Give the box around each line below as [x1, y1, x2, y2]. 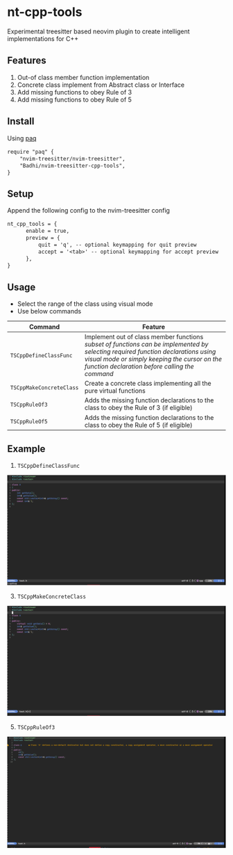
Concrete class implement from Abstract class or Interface [17, 81, 185, 89]
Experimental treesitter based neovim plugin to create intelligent [7, 27, 190, 35]
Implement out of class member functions [84, 332, 204, 341]
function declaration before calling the [84, 362, 194, 370]
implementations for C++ [7, 34, 79, 42]
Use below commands [17, 307, 82, 316]
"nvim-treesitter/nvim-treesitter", [19, 155, 126, 162]
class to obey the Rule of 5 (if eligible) [84, 421, 193, 429]
